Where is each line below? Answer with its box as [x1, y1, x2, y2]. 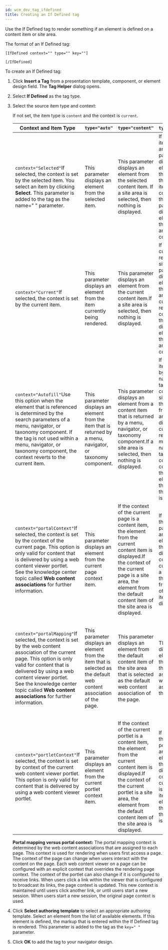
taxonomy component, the [14, 447, 77, 454]
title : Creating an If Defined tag [5, 12, 79, 17]
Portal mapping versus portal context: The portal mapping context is [12, 839, 156, 845]
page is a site [117, 571, 149, 578]
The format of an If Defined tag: [5, 41, 71, 47]
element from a [117, 400, 153, 407]
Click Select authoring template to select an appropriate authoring [12, 907, 151, 914]
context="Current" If [14, 288, 62, 295]
